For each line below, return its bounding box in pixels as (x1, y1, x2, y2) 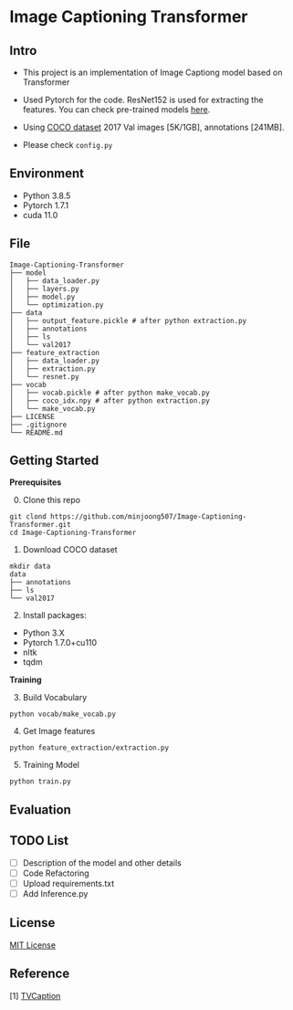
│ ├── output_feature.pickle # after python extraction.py (9, 316, 247, 325)
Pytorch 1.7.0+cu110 (22, 637, 98, 648)
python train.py (9, 777, 71, 786)
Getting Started (9, 453, 99, 468)
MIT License (9, 939, 57, 951)
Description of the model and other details (22, 857, 183, 868)
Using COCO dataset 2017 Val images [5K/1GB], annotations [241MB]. (22, 121, 285, 132)
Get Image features (22, 726, 96, 737)
